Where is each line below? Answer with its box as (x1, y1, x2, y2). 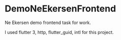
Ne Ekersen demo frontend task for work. (5, 19, 91, 25)
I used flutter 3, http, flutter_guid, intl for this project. (5, 29, 114, 35)
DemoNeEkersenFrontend (5, 3, 116, 14)
